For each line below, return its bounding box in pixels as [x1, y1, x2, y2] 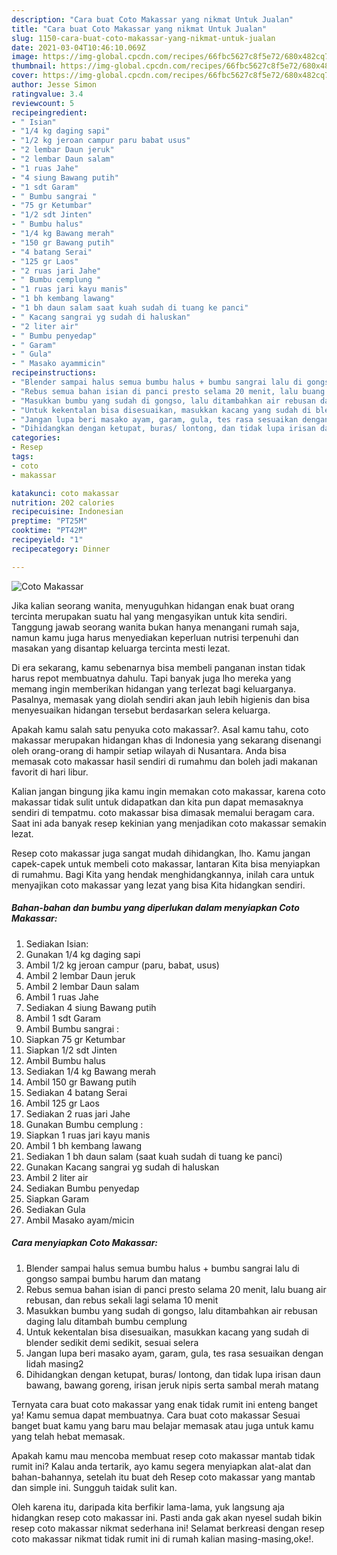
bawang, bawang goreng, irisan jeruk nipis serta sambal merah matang [25, 1379, 319, 1391]
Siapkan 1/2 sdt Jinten [25, 1044, 118, 1056]
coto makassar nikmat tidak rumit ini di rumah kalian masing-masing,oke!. [11, 1532, 314, 1545]
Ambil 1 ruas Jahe [25, 991, 99, 1003]
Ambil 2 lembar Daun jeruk [25, 969, 136, 981]
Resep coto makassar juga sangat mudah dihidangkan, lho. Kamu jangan [11, 847, 311, 859]
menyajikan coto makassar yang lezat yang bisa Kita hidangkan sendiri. [11, 879, 306, 891]
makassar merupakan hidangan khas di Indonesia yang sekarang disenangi [11, 734, 322, 746]
